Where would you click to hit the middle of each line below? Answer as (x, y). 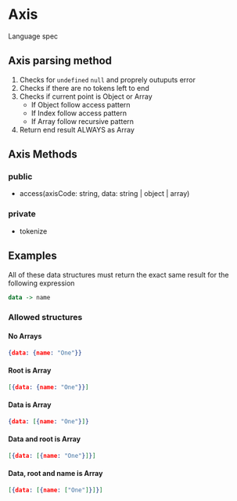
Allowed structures (45, 318)
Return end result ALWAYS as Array (77, 129)
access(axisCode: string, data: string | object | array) (104, 194)
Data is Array (30, 405)
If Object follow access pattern (81, 104)
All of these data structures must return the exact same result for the (118, 274)
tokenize (33, 231)
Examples (32, 256)
